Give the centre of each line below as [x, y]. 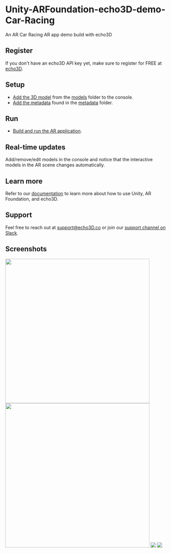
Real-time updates [35, 147]
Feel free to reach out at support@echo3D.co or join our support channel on [85, 227]
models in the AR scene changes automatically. [55, 165]
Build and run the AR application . [47, 131]
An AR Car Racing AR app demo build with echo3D [59, 34]
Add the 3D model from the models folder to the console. [73, 97]
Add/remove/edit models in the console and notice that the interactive [79, 160]
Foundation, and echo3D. [32, 199]
